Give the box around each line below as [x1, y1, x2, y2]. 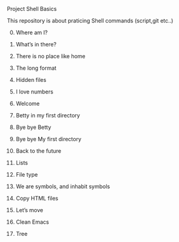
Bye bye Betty [15, 123, 51, 131]
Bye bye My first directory [15, 136, 82, 142]
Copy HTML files [15, 195, 59, 202]
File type [15, 171, 38, 178]
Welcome [15, 100, 40, 107]
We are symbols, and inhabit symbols [15, 183, 111, 190]
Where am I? [15, 29, 48, 36]
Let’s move [15, 207, 43, 213]
